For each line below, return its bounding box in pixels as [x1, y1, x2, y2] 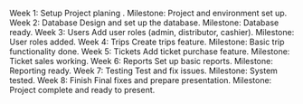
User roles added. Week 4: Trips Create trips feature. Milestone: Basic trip [9, 36, 285, 47]
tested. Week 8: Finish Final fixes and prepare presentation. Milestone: [9, 75, 272, 85]
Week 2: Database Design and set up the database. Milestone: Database [9, 17, 279, 28]
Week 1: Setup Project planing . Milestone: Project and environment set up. [9, 8, 288, 18]
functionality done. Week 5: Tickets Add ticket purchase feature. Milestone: [9, 46, 290, 57]
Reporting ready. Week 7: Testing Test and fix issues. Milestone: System [9, 65, 279, 76]
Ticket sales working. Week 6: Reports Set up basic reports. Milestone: [9, 56, 273, 66]
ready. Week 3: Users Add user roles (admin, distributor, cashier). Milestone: [9, 27, 295, 37]
